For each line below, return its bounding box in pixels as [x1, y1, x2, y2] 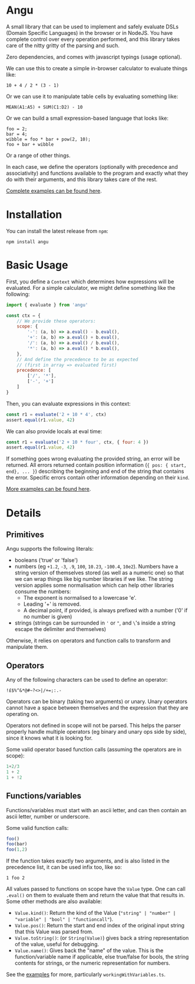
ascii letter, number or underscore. [6, 813, 90, 820]
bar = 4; [6, 131, 28, 137]
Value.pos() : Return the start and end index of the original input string [14, 922, 184, 929]
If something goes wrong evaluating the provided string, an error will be [6, 455, 180, 462]
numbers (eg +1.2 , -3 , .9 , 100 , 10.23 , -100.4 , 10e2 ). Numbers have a [14, 563, 179, 570]
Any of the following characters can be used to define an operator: [6, 676, 168, 684]
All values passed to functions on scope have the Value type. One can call [6, 885, 186, 893]
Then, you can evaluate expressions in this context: [6, 400, 131, 407]
